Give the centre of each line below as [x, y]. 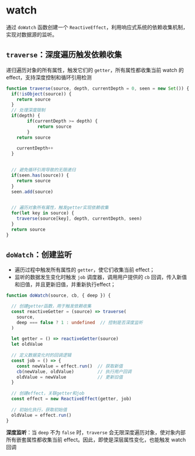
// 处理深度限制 [28, 110]
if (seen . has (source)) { [40, 175]
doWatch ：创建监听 [39, 255]
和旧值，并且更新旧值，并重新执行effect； [65, 284]
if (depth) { [26, 116]
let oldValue [27, 344]
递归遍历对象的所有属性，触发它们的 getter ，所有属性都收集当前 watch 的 [95, 70]
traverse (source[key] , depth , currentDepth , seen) [79, 219]
